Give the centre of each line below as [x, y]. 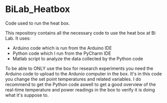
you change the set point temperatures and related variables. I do [73, 79]
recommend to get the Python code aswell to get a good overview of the [81, 84]
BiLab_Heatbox [38, 9]
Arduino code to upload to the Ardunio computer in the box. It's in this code [84, 73]
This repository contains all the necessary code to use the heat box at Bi [80, 33]
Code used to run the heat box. [38, 23]
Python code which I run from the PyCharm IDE [62, 53]
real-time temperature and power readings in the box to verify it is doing [80, 89]
